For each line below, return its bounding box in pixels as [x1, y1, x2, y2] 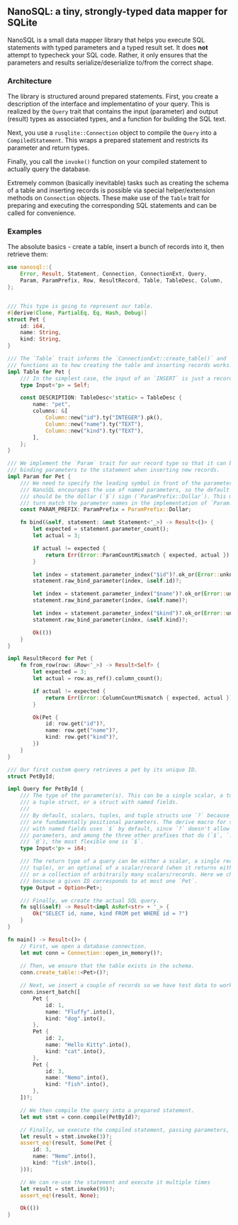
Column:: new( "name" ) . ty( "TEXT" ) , [45, 420, 144, 428]
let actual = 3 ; [33, 532, 81, 539]
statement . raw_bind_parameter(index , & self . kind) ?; [33, 616, 189, 623]
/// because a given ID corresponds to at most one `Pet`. [20, 877, 198, 884]
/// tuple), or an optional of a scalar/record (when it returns [20, 864, 217, 872]
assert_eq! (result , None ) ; [20, 1192, 100, 1199]
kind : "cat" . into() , [45, 1048, 106, 1055]
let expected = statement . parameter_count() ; [33, 525, 170, 533]
